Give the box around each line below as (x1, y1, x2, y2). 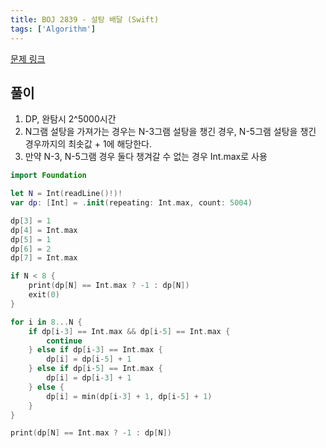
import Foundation (10, 171, 87, 181)
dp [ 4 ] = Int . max (10, 225, 78, 235)
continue (46, 336, 83, 346)
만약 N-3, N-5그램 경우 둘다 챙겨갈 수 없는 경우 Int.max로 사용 (24, 151, 268, 163)
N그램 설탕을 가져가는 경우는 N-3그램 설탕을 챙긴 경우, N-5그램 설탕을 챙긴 (24, 126, 317, 138)
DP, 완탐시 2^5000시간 (24, 113, 117, 125)
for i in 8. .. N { (10, 317, 83, 327)
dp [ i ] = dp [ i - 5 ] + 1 (46, 354, 132, 365)
